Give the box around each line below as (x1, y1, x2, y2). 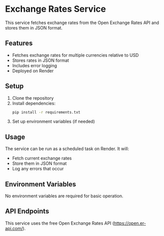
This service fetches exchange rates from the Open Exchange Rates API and (5, 20, 159, 26)
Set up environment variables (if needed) (12, 119, 95, 125)
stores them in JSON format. (5, 25, 63, 30)
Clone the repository (12, 95, 54, 101)
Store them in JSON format (12, 160, 67, 166)
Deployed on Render (12, 68, 54, 74)
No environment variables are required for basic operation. (5, 193, 123, 199)
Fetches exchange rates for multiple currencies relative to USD (12, 52, 139, 58)
